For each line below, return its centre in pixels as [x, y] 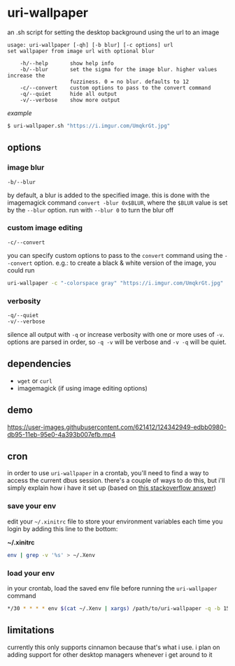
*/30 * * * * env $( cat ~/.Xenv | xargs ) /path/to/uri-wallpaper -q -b [114, 608]
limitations [31, 630]
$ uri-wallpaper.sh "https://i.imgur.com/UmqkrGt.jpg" [89, 126]
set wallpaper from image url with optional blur [81, 51]
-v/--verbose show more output [70, 100]
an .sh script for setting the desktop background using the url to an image [113, 32]
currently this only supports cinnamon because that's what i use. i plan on [114, 647]
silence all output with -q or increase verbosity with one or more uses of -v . [116, 334]
